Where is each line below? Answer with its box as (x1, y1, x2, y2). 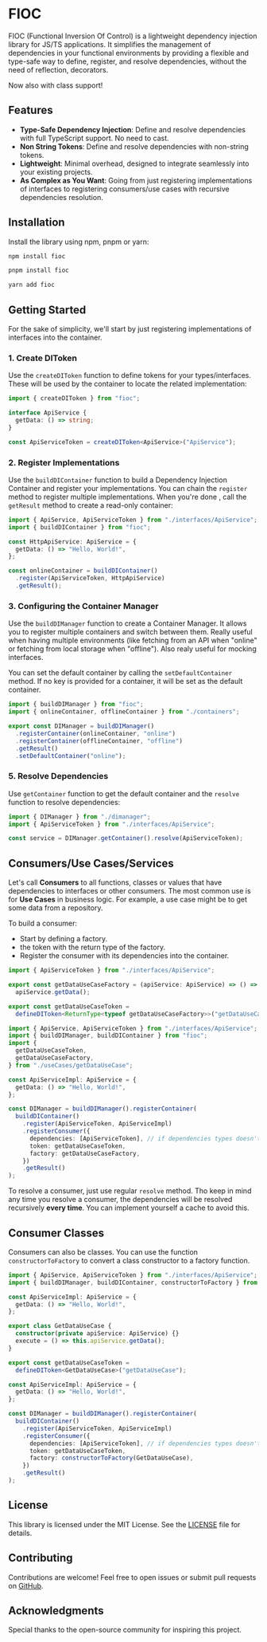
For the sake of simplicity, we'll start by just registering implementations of (8, 324, 252, 333)
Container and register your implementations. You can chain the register (8, 483, 248, 493)
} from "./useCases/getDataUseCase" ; (8, 1061, 133, 1069)
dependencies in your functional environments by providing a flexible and (8, 48, 249, 57)
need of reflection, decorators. (8, 65, 109, 74)
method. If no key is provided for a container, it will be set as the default (8, 677, 243, 686)
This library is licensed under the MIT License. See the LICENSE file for (8, 1519, 241, 1529)
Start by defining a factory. (19, 934, 108, 944)
